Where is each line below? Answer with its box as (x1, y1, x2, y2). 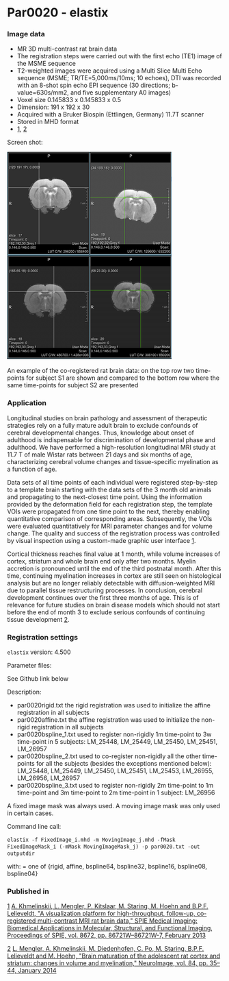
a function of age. (7, 465, 57, 473)
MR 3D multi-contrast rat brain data (16, 45, 118, 53)
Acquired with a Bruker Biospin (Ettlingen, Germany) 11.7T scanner (16, 110, 204, 119)
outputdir (7, 850, 36, 858)
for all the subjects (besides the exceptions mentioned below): (36, 760, 212, 768)
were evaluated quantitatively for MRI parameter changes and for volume (7, 522, 213, 530)
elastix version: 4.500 (7, 648, 71, 656)
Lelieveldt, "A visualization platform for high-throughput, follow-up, (7, 910, 196, 918)
